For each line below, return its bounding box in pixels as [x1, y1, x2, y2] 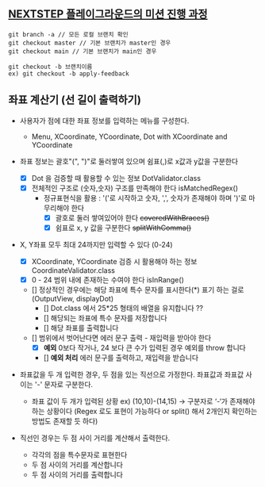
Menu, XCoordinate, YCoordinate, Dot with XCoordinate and [31, 132, 228, 141]
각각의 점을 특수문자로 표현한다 [31, 451, 128, 460]
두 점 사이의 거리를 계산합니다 [31, 460, 123, 470]
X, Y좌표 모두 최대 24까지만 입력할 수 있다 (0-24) [19, 240, 173, 249]
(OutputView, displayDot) [31, 294, 114, 303]
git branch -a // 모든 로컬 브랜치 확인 [8, 30, 129, 38]
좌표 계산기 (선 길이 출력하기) [8, 94, 141, 107]
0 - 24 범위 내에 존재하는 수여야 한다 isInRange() [31, 274, 184, 284]
